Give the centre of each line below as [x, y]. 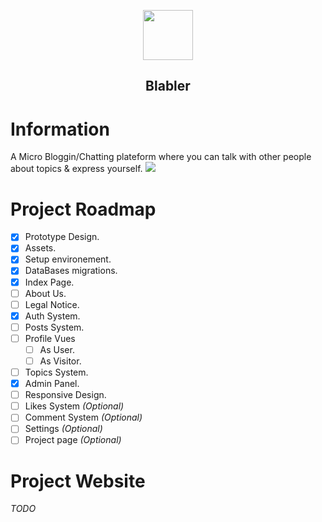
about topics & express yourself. [76, 169]
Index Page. [49, 282]
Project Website [78, 481]
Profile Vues [50, 338]
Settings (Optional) [63, 429]
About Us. [45, 293]
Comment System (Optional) [83, 417]
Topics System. [56, 372]
